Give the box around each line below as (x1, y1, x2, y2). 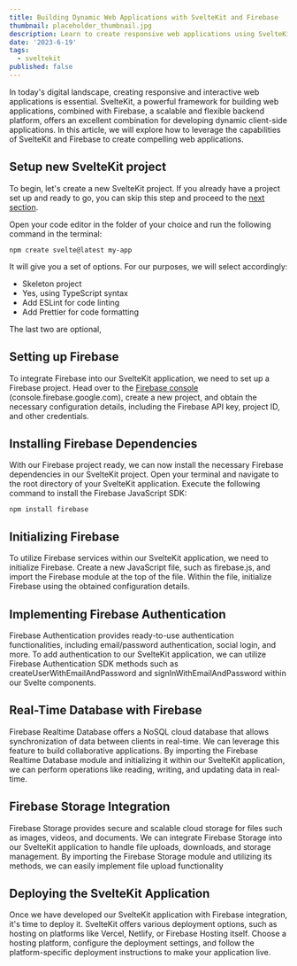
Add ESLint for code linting (21, 297, 120, 308)
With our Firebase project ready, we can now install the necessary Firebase (9, 460, 284, 471)
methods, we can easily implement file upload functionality (9, 861, 224, 871)
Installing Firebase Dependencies (9, 436, 198, 451)
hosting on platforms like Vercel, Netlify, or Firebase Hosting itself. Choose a (9, 928, 287, 939)
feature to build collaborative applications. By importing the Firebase (9, 745, 259, 756)
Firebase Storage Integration (9, 799, 171, 814)
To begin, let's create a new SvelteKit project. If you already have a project (9, 183, 281, 193)
